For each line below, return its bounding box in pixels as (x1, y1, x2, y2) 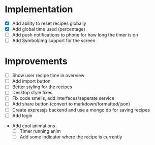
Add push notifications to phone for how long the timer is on (12, 32, 138, 38)
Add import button (12, 78, 51, 84)
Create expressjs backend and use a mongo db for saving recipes (12, 106, 150, 113)
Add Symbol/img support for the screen (12, 38, 96, 44)
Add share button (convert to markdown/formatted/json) (12, 101, 131, 107)
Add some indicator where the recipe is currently (19, 133, 122, 140)
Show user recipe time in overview (12, 72, 85, 79)
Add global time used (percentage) (12, 26, 85, 32)
